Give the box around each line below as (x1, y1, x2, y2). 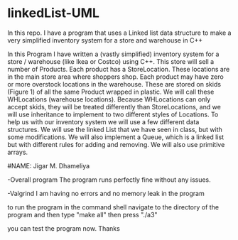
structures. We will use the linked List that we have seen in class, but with (7, 125, 222, 133)
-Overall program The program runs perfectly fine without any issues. (7, 175, 211, 184)
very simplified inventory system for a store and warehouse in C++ (7, 36, 203, 44)
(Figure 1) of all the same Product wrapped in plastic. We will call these (7, 87, 215, 96)
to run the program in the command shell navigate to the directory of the (7, 202, 219, 211)
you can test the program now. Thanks (7, 224, 121, 232)
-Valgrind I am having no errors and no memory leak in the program (7, 189, 205, 197)
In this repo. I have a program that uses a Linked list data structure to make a (7, 28, 232, 37)
